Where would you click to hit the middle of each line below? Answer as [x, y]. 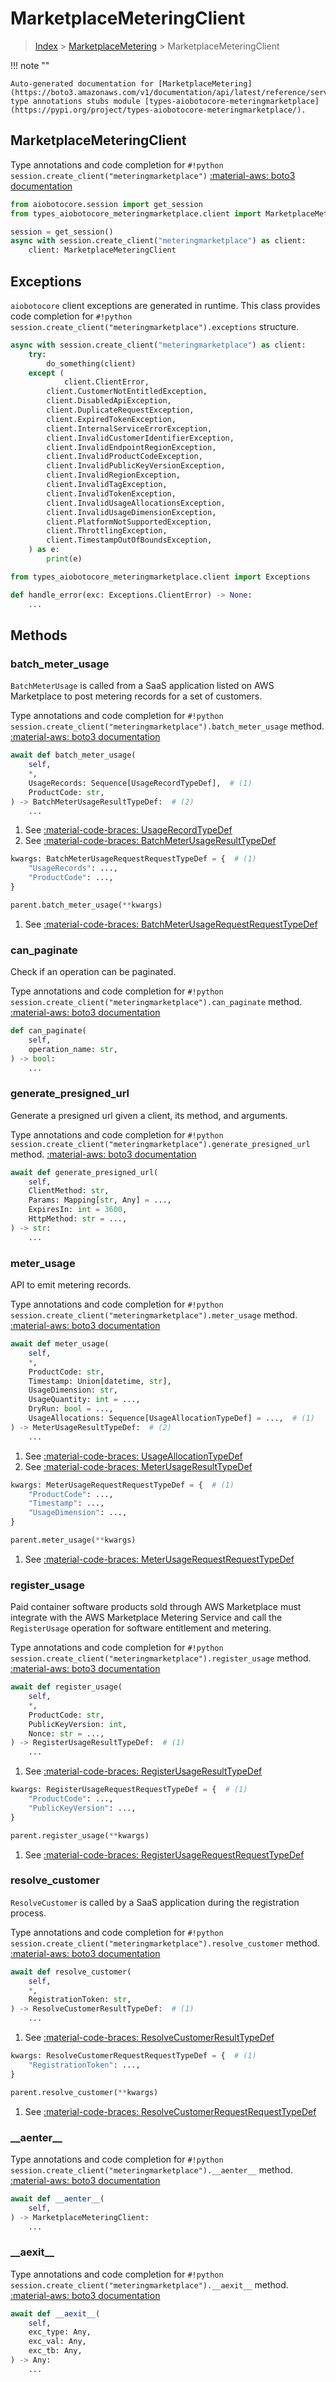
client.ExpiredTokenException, [111, 419]
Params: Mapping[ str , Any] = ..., [100, 1200]
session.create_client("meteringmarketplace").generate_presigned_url [160, 1144]
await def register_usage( [66, 1687]
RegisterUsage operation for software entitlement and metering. [141, 1628]
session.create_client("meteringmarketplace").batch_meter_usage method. [167, 726]
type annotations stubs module [75, 101]
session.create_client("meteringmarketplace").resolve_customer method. [165, 1943]
